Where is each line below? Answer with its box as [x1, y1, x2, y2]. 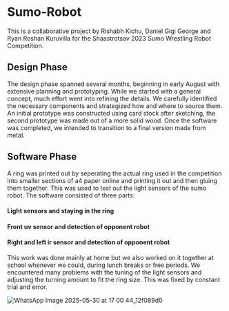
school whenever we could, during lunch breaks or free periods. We [7, 261, 201, 269]
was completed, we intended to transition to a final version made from [7, 123, 206, 131]
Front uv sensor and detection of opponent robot [7, 222, 150, 230]
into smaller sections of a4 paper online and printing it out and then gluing [7, 176, 217, 184]
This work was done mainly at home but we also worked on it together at [7, 253, 214, 261]
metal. [7, 131, 26, 139]
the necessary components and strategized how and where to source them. [7, 101, 223, 110]
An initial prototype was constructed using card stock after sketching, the [7, 109, 216, 117]
